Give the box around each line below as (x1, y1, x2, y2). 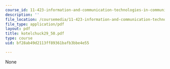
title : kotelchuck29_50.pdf (5, 31, 65, 36)
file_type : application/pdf (5, 21, 65, 27)
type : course (5, 36, 33, 41)
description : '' (5, 12, 39, 17)
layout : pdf (5, 26, 30, 31)
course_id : (5, 7, 28, 13)
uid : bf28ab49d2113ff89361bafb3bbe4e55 (5, 41, 90, 46)
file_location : (5, 17, 37, 22)
